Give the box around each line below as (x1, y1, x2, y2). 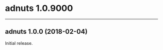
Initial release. (5, 40, 33, 46)
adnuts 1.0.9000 (5, 3, 73, 14)
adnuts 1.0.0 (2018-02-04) (5, 28, 88, 36)
